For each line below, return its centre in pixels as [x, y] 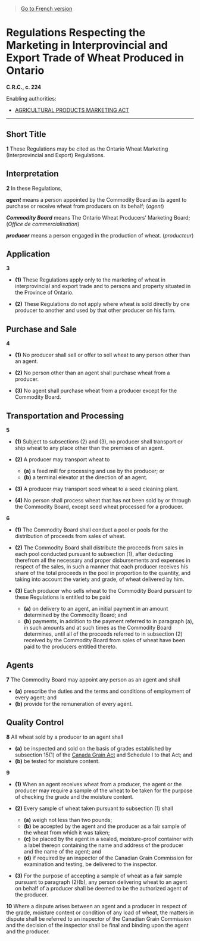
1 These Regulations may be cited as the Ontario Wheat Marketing [87, 149]
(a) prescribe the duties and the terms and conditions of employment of [103, 691]
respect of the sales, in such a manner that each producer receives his [101, 567]
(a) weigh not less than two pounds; [68, 820]
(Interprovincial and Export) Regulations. [56, 155]
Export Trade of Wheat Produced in [95, 58]
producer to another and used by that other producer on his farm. [95, 310]
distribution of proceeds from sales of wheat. [70, 536]
